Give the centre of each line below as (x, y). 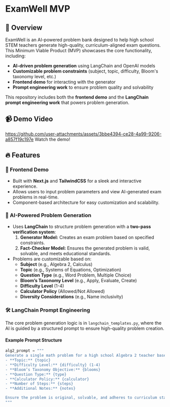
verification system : (34, 232)
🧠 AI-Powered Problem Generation (48, 215)
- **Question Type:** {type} (36, 374)
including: (16, 56)
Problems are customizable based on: (52, 259)
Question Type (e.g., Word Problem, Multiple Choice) (76, 275)
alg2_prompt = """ (25, 351)
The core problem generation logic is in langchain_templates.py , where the (83, 323)
